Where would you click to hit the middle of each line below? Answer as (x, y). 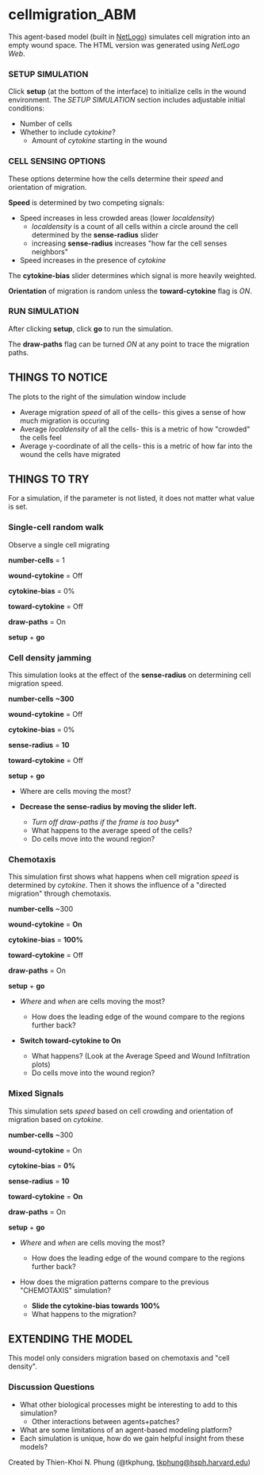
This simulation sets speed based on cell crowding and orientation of (121, 1111)
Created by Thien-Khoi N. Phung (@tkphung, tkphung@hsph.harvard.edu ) (130, 1462)
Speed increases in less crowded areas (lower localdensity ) (117, 218)
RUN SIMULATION (44, 312)
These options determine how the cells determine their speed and (116, 178)
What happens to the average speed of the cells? (112, 830)
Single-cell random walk (56, 528)
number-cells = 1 (36, 560)
